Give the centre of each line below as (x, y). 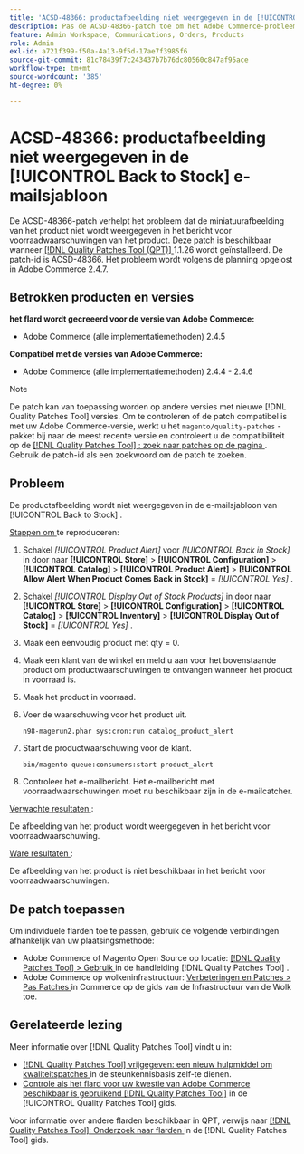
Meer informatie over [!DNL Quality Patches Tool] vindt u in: (121, 1046)
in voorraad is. (49, 679)
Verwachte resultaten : (52, 809)
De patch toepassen (67, 909)
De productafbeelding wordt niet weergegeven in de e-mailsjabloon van (143, 505)
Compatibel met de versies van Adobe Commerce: (106, 354)
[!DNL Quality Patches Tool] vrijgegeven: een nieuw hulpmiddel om (147, 1064)
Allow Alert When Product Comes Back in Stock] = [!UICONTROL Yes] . (158, 579)
